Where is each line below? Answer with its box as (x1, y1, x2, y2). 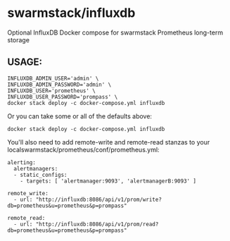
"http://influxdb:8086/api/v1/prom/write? (35, 196, 162, 203)
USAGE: (7, 56, 43, 68)
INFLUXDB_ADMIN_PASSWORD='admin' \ (7, 81, 112, 88)
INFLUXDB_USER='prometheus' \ (7, 87, 96, 94)
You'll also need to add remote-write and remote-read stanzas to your (7, 137, 210, 146)
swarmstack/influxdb (7, 5, 136, 21)
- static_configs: (13, 171, 68, 178)
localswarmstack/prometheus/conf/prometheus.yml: (7, 145, 160, 154)
